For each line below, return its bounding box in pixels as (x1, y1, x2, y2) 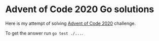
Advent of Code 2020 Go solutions (5, 4, 154, 15)
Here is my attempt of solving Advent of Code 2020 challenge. (5, 20, 136, 26)
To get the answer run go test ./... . (5, 30, 84, 36)
